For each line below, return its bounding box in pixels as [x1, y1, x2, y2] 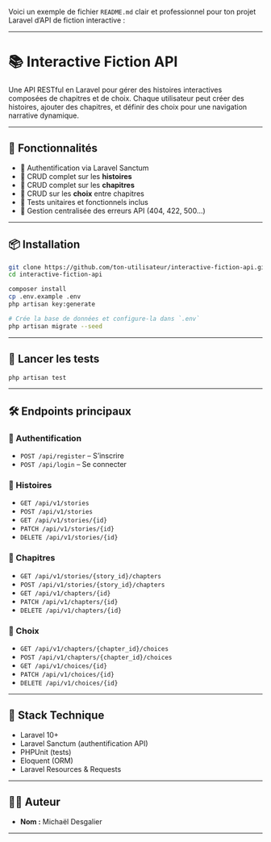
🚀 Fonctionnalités [8, 141, 98, 156]
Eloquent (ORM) [19, 756, 74, 765]
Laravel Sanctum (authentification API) [19, 738, 148, 748]
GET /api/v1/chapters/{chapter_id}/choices [19, 644, 169, 652]
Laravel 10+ [19, 730, 59, 740]
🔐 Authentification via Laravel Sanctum [19, 163, 149, 173]
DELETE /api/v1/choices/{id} [19, 679, 119, 687]
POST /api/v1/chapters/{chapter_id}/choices [19, 653, 173, 661]
